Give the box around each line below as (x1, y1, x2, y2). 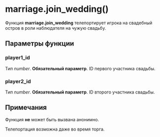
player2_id (5, 78, 31, 85)
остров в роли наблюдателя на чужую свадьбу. (5, 25, 106, 31)
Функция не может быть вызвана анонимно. (5, 116, 99, 122)
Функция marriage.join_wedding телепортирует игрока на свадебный (5, 20, 153, 26)
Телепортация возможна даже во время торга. (5, 126, 105, 132)
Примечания (5, 103, 47, 112)
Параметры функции (5, 40, 74, 48)
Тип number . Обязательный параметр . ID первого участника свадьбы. (5, 65, 156, 71)
